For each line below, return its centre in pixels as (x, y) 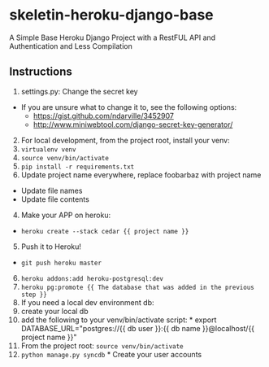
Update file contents (55, 199)
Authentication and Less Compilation (71, 46)
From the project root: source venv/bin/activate (102, 345)
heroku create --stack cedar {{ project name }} (105, 231)
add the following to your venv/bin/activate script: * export (119, 320)
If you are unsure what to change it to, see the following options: (129, 107)
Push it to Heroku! (51, 247)
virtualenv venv (48, 149)
